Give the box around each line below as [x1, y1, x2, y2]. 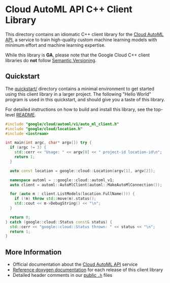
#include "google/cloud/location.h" [5, 126, 83, 131]
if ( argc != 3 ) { [10, 145, 47, 150]
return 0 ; [10, 215, 30, 220]
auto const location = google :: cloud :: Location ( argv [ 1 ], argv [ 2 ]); [10, 168, 156, 174]
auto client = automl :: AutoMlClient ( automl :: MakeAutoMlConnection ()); [10, 182, 162, 187]
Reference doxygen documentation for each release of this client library [12, 267, 163, 273]
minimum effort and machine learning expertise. [5, 42, 106, 48]
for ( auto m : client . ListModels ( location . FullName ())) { [10, 191, 135, 196]
